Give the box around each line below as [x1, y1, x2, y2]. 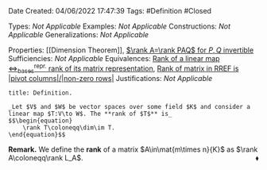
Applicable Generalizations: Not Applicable [8, 30, 149, 39]
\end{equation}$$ [8, 131, 66, 139]
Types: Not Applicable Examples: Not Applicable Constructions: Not [8, 21, 231, 31]
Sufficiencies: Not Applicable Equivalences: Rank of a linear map [8, 54, 220, 63]
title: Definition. [8, 89, 73, 97]
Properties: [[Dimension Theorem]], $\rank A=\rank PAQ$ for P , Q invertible [8, 45, 254, 55]
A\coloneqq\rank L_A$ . [8, 153, 83, 163]
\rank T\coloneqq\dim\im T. [22, 124, 115, 132]
